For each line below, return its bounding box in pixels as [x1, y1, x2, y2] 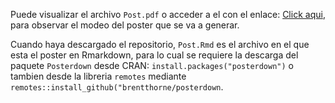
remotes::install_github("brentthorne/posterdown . [10, 81, 224, 93]
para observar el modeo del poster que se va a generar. [10, 19, 240, 31]
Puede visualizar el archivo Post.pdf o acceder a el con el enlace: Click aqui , [10, 9, 326, 20]
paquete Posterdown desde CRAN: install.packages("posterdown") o [10, 60, 294, 71]
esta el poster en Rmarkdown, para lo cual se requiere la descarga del [10, 49, 299, 61]
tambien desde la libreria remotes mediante [10, 70, 187, 82]
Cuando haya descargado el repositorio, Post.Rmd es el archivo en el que [10, 39, 310, 50]
